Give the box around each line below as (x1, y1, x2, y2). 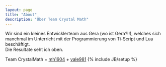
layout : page (5, 7, 33, 13)
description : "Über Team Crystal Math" (5, 17, 89, 22)
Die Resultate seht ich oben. (5, 46, 64, 53)
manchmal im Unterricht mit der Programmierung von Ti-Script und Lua (5, 36, 153, 42)
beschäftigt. (5, 41, 30, 47)
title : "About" (5, 12, 37, 17)
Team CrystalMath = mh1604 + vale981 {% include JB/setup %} (5, 56, 137, 62)
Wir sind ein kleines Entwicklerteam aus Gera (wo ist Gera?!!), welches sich (5, 31, 161, 37)
